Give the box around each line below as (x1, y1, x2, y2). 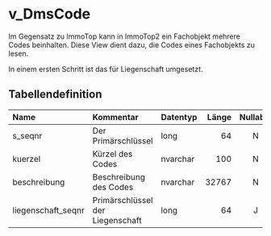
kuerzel (12, 153, 41, 164)
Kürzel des (92, 148, 133, 159)
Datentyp (161, 111, 198, 122)
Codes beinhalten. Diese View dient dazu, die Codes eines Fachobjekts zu (8, 39, 256, 49)
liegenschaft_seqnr (12, 205, 85, 216)
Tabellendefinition (8, 88, 102, 101)
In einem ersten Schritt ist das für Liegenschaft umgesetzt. (8, 64, 203, 73)
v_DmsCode (8, 5, 91, 23)
